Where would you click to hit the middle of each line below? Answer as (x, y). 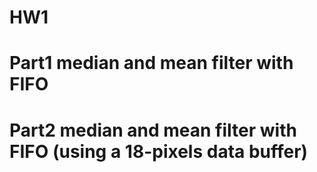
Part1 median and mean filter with (151, 63)
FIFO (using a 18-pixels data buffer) (159, 151)
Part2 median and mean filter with (153, 130)
